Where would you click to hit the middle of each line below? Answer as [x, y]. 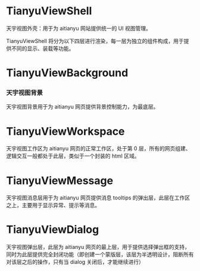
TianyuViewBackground [67, 73]
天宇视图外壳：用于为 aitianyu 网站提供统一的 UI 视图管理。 [79, 28]
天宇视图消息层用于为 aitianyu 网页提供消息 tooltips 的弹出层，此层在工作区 [98, 198]
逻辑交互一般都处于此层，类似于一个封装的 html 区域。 [73, 156]
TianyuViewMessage [60, 181]
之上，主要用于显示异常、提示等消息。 [53, 205]
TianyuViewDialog [53, 230]
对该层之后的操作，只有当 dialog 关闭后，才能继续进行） [75, 262]
